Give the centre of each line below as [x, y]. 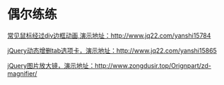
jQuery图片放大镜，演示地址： [51, 65]
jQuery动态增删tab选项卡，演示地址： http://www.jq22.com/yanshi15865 [112, 50]
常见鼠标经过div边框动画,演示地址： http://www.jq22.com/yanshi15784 [109, 35]
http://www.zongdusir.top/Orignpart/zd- [153, 65]
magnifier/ [22, 73]
